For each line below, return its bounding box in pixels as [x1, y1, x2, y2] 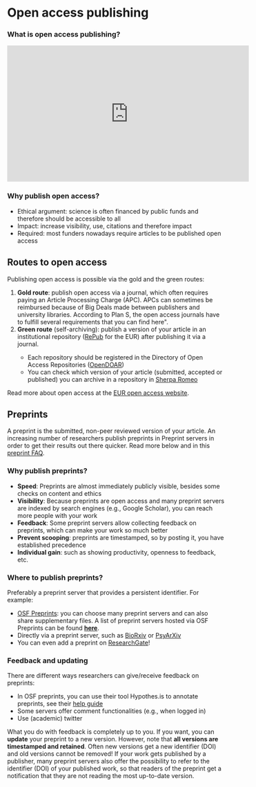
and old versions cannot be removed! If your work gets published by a [7, 750, 206, 758]
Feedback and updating [7, 656, 88, 665]
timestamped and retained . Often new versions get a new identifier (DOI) [7, 742, 217, 751]
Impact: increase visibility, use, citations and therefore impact [17, 221, 192, 230]
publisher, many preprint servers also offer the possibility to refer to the [7, 757, 210, 766]
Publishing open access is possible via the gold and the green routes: [7, 275, 205, 283]
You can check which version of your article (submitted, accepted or [27, 368, 223, 376]
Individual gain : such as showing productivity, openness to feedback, [17, 548, 216, 556]
